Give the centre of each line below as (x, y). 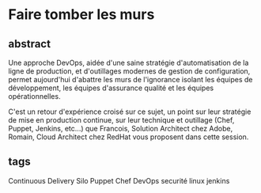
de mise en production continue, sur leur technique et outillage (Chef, (121, 120)
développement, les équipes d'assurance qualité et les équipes (111, 88)
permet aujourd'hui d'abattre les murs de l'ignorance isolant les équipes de (130, 79)
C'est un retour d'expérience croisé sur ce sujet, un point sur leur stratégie (130, 112)
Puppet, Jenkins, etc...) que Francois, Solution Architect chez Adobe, (121, 129)
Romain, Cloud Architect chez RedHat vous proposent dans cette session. (129, 137)
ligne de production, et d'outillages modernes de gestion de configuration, (129, 71)
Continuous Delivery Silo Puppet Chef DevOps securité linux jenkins (119, 180)
